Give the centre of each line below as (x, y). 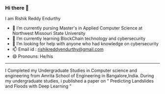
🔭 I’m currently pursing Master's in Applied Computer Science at (77, 28)
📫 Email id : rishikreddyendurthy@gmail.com (58, 49)
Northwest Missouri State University (49, 33)
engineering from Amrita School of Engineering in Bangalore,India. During (80, 76)
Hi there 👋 (17, 8)
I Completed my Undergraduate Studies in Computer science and (71, 70)
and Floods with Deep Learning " (39, 86)
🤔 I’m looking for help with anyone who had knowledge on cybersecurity (85, 44)
